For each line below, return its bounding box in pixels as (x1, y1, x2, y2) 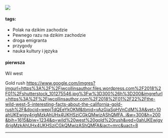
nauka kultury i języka (12, 48, 58, 54)
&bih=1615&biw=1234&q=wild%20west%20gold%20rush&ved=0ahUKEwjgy (5, 117, 163, 123)
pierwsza (5, 59, 25, 65)
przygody (12, 43, 32, 49)
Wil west (5, 70, 23, 77)
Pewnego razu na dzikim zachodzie (12, 32, 86, 38)
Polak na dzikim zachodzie (12, 27, 68, 33)
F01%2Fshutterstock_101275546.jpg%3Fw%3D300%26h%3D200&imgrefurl (5, 91, 163, 97)
